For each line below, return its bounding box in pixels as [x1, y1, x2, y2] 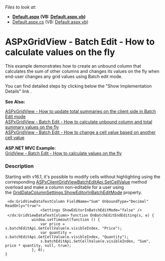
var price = [40, 222, 65, 226]
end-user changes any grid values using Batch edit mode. [5, 74, 123, 79]
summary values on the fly [5, 124, 59, 130]
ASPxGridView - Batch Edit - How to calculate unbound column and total [5, 118, 153, 125]
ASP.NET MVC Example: [5, 145, 56, 151]
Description [5, 162, 34, 169]
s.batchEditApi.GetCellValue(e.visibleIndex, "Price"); [5, 226, 122, 231]
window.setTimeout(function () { [31, 217, 100, 223]
